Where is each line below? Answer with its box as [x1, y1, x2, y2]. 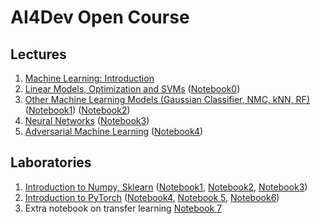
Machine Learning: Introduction [24, 72, 155, 84]
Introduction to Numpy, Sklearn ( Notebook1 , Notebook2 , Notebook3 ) [24, 181, 308, 193]
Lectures [10, 46, 67, 63]
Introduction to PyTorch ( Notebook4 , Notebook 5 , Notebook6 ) [24, 191, 280, 203]
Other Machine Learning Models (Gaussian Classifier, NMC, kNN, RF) [24, 94, 310, 105]
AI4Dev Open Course [10, 6, 190, 29]
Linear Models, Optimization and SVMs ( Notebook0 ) [24, 83, 241, 95]
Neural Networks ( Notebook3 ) [24, 115, 150, 126]
